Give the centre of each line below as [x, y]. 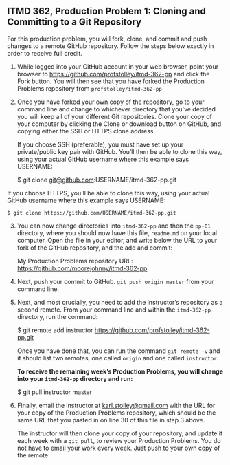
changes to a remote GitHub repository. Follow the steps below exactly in [111, 46]
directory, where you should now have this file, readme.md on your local [117, 232]
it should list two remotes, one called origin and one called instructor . [118, 358]
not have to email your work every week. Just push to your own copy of [118, 448]
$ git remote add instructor [55, 330]
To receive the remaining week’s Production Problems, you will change [120, 371]
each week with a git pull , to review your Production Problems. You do [119, 440]
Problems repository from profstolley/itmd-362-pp [90, 88]
